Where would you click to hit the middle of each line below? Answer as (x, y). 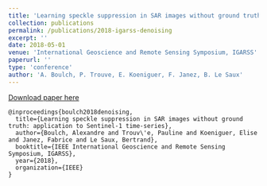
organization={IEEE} (49, 168)
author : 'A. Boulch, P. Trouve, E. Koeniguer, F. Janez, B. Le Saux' (126, 75)
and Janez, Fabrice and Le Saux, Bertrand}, (83, 140)
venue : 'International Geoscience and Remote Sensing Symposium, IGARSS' (133, 52)
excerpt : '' (28, 38)
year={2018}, (37, 161)
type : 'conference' (41, 68)
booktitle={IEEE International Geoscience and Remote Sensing (120, 147)
